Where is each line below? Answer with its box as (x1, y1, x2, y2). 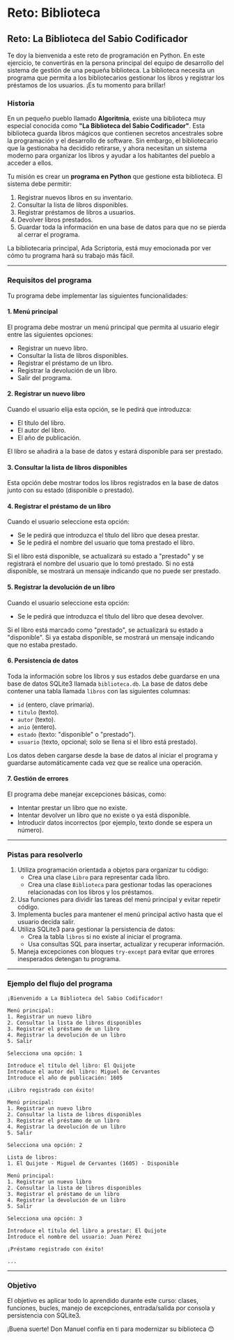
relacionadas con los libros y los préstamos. (27, 888, 155, 896)
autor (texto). (17, 715, 56, 723)
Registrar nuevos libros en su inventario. (17, 194, 134, 202)
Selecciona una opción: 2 (7, 1141, 82, 1148)
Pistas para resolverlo (7, 849, 84, 859)
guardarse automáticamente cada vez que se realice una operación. (7, 758, 203, 767)
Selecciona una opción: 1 (7, 1050, 82, 1057)
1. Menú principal (7, 308, 58, 316)
